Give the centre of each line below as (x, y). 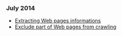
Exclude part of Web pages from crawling (65, 27)
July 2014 (21, 8)
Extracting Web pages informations (58, 21)
